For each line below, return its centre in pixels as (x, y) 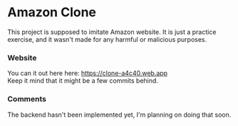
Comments (27, 99)
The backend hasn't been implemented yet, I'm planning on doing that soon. (119, 115)
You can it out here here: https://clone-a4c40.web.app (88, 73)
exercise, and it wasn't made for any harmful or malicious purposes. (107, 39)
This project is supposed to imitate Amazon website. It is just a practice (112, 32)
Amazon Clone (52, 12)
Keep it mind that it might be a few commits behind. (83, 81)
